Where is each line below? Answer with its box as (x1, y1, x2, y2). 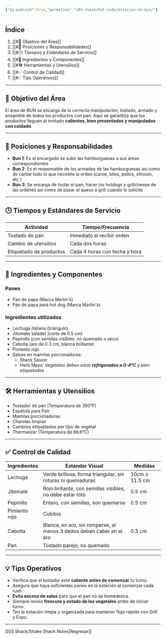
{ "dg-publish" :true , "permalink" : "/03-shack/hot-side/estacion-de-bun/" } (5, 7, 158, 12)
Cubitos (42, 511, 61, 518)
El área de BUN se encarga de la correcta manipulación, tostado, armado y (5, 107, 158, 113)
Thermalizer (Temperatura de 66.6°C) (12, 429, 89, 435)
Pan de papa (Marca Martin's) (12, 296, 74, 302)
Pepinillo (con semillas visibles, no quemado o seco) (12, 335, 119, 342)
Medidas (134, 463, 155, 470)
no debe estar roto (42, 491, 86, 498)
